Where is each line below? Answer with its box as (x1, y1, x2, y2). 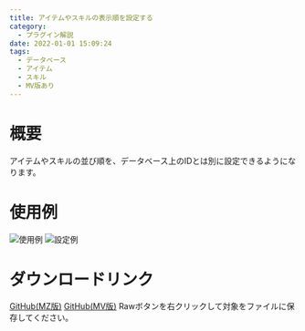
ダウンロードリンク (9, 269, 154, 290)
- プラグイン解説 (17, 30, 74, 39)
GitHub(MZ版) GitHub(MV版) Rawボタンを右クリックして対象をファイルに (9, 301, 288, 312)
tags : (9, 47, 30, 57)
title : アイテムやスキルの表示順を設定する (9, 13, 153, 23)
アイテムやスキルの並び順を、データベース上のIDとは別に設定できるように (9, 155, 289, 166)
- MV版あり (17, 81, 55, 90)
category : (9, 22, 47, 31)
